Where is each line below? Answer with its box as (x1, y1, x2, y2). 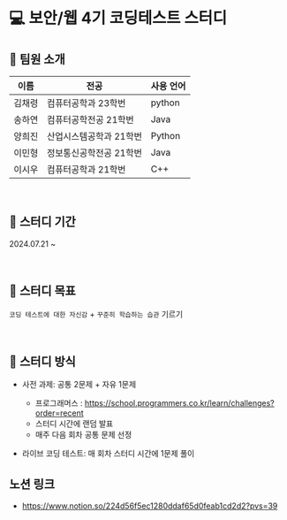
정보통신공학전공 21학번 (47, 147, 143, 159)
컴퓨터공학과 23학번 (47, 97, 126, 109)
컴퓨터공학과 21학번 (47, 164, 126, 175)
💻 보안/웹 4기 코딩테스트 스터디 (9, 8, 228, 28)
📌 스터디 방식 (9, 355, 77, 370)
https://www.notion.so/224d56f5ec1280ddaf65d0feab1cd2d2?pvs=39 (21, 501, 278, 511)
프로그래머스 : (34, 398, 83, 409)
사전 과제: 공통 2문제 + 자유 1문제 (21, 379, 137, 390)
